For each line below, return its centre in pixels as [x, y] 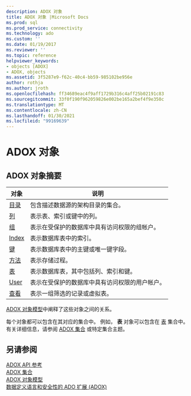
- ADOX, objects [26, 72]
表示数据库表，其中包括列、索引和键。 [83, 272]
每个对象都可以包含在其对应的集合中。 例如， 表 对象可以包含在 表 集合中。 [97, 322]
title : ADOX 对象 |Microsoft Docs [48, 17]
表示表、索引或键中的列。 [66, 216]
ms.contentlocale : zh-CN [36, 110]
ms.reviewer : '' [26, 50]
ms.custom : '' [24, 39]
